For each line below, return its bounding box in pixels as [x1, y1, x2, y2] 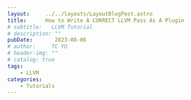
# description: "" [7, 30, 61, 37]
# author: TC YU [7, 43, 68, 50]
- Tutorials [20, 82, 55, 89]
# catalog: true [7, 56, 55, 63]
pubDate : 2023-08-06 [7, 37, 87, 44]
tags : [7, 63, 23, 70]
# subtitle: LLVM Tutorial [7, 23, 93, 30]
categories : [7, 75, 42, 83]
